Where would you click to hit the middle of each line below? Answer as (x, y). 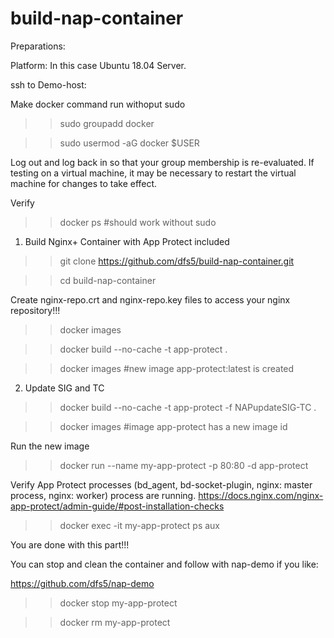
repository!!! (35, 310)
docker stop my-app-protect (118, 603)
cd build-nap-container (108, 280)
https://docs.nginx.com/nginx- (261, 495)
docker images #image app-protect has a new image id (173, 426)
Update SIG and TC (64, 388)
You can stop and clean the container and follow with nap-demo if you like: (164, 564)
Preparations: (38, 46)
